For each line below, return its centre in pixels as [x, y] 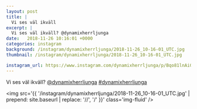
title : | [17, 17]
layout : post [22, 11]
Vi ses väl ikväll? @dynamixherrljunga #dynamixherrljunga [77, 82]
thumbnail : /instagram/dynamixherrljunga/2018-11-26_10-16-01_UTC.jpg [94, 55]
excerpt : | [19, 28]
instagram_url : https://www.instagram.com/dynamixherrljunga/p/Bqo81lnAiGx [101, 65]
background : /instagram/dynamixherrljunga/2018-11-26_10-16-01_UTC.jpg [95, 50]
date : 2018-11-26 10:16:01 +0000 [50, 38]
